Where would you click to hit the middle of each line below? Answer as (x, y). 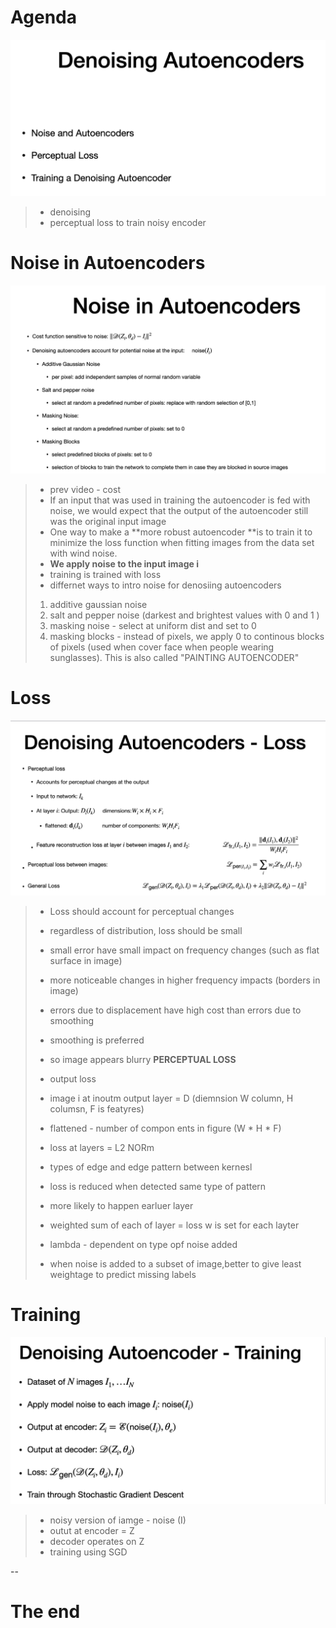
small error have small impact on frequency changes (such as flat (184, 950)
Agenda (43, 17)
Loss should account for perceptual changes (142, 912)
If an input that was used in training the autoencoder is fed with (180, 500)
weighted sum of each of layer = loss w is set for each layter (174, 1225)
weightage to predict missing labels (123, 1275)
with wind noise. (83, 553)
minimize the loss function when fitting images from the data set (182, 543)
